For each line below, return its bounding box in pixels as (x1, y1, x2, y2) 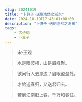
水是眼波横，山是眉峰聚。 (17, 60, 70, 66)
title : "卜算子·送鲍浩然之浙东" (5, 12, 64, 17)
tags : (5, 26, 16, 31)
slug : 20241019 (5, 7, 37, 12)
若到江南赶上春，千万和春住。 (17, 92, 78, 98)
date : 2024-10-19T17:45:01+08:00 (5, 16, 74, 21)
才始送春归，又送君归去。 (17, 81, 70, 87)
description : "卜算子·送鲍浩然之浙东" (5, 21, 78, 26)
